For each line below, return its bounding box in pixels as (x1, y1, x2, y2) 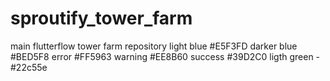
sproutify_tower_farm (10, 7, 193, 30)
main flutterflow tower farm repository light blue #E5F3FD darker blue (10, 40, 298, 52)
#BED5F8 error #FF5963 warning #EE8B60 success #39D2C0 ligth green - (10, 50, 321, 62)
